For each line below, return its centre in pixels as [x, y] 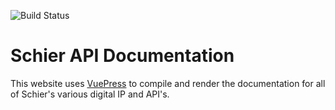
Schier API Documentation [122, 56]
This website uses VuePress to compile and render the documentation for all [168, 83]
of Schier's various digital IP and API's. [90, 94]
